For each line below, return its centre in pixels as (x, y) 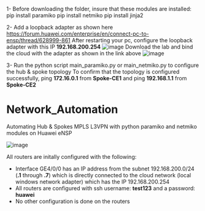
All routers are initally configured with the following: (72, 156)
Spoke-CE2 (21, 85)
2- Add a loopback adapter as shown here (60, 27)
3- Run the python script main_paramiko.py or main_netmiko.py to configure (103, 65)
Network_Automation (62, 109)
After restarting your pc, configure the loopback (132, 40)
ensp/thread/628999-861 (38, 40)
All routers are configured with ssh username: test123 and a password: (105, 188)
